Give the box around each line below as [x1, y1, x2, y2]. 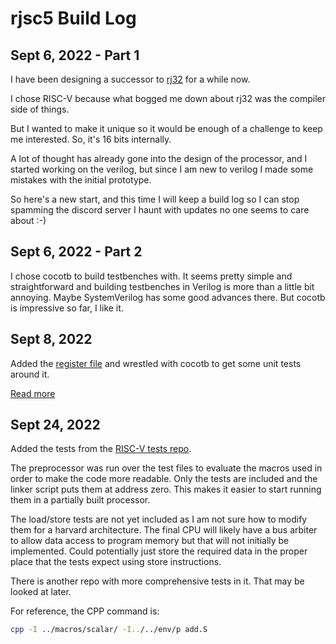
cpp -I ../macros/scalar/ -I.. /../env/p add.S [10, 625, 208, 635]
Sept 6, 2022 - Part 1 [10, 47, 140, 64]
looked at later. [10, 586, 72, 598]
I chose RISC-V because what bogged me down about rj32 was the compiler [10, 93, 326, 104]
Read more [10, 387, 56, 399]
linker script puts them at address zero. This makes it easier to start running [10, 483, 322, 496]
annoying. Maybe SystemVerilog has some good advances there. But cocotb [10, 291, 326, 303]
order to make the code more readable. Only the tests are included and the [10, 473, 318, 485]
